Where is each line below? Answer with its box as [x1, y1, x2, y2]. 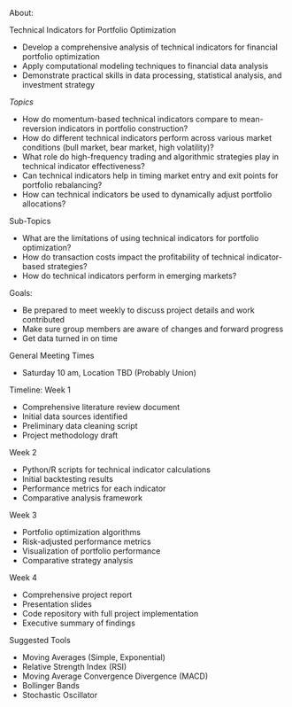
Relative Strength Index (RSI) [21, 662, 127, 672]
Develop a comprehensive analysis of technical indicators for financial [21, 42, 279, 52]
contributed [21, 315, 65, 324]
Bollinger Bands [21, 680, 81, 690]
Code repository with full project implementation [21, 609, 199, 618]
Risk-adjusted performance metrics [21, 536, 152, 547]
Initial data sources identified [21, 411, 128, 422]
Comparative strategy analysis [21, 555, 134, 565]
